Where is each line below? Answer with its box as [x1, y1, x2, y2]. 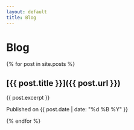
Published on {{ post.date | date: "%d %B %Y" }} [6, 106, 129, 113]
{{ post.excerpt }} [6, 94, 50, 102]
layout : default [6, 8, 47, 15]
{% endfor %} [6, 117, 41, 125]
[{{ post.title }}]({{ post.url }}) [6, 78, 121, 88]
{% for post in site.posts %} [6, 60, 75, 68]
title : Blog [6, 15, 36, 21]
